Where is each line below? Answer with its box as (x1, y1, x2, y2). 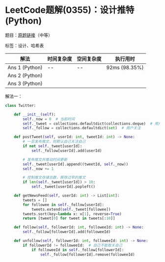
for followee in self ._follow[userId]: (23, 202, 105, 207)
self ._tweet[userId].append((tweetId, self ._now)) (23, 162, 129, 167)
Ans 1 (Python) (7, 64, 43, 71)
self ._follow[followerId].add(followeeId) (23, 230, 111, 234)
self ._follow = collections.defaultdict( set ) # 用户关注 (23, 126, 141, 131)
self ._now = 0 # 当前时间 (23, 116, 75, 121)
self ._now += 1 (23, 166, 54, 171)
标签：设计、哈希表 (5, 42, 44, 48)
